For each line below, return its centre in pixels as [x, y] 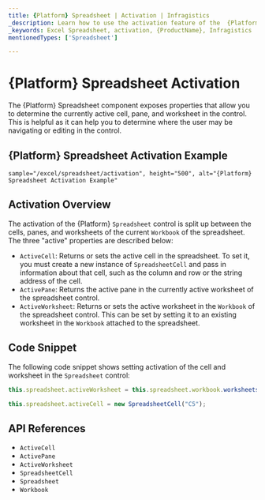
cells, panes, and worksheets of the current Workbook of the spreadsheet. [127, 232]
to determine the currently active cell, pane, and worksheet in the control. [127, 114]
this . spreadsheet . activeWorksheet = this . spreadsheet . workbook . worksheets [134, 389]
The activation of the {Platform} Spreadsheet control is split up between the [130, 224]
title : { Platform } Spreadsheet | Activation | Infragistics [109, 15]
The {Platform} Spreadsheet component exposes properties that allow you [129, 105]
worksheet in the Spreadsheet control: [69, 375]
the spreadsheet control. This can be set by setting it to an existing [128, 314]
